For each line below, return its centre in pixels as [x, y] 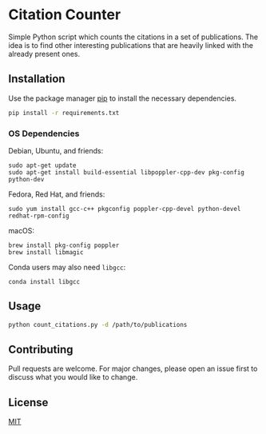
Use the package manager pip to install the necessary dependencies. [123, 98]
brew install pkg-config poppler [64, 245]
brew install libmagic [46, 252]
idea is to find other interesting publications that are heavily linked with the [131, 45]
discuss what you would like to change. [73, 377]
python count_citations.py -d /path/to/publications [98, 325]
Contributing [41, 350]
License [28, 402]
